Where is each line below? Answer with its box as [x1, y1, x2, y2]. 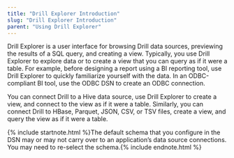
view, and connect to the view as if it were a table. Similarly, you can [7, 100, 204, 109]
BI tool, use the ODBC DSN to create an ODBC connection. [37, 79, 206, 88]
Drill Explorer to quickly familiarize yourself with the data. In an [7, 72, 187, 80]
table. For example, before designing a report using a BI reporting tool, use [7, 64, 222, 73]
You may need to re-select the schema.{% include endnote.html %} [7, 143, 202, 152]
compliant [7, 79, 36, 88]
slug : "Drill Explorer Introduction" [7, 17, 117, 24]
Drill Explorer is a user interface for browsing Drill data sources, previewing [7, 42, 224, 51]
